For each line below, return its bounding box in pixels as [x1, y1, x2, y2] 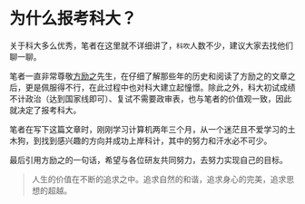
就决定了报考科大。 [9, 104, 82, 115]
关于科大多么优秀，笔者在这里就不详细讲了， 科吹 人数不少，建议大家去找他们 [9, 40, 293, 51]
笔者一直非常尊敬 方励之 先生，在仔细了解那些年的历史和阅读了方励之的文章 [9, 70, 288, 82]
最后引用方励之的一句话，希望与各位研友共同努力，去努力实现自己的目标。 [9, 154, 288, 165]
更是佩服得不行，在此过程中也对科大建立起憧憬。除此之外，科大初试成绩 [25, 82, 296, 92]
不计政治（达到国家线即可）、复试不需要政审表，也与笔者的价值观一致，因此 [9, 92, 292, 104]
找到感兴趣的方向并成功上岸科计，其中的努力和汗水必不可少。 [40, 135, 272, 146]
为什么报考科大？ [9, 8, 138, 29]
